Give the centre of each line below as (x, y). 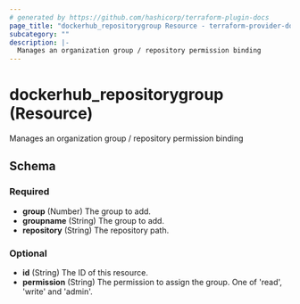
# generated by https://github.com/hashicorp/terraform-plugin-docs (139, 17)
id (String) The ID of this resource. (85, 273)
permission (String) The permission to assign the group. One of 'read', (152, 283)
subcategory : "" (39, 34)
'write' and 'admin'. (58, 292)
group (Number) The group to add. (87, 211)
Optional (28, 253)
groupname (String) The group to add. (93, 220)
